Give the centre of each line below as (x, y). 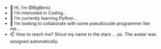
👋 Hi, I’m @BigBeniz (30, 8)
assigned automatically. (34, 41)
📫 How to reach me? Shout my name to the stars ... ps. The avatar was (83, 34)
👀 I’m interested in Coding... (38, 13)
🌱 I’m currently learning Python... (44, 18)
